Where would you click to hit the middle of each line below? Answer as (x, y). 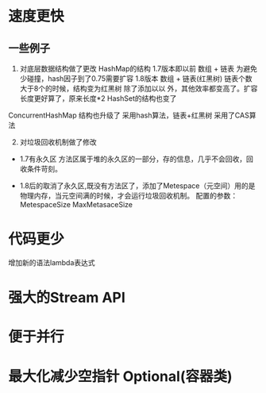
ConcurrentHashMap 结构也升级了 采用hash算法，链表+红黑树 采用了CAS (129, 115)
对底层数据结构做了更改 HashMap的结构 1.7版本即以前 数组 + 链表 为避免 (139, 69)
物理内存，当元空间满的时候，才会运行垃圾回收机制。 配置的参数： (129, 196)
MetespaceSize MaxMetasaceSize (76, 204)
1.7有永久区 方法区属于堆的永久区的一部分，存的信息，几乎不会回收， (133, 159)
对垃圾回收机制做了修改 (58, 142)
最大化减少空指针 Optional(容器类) (120, 376)
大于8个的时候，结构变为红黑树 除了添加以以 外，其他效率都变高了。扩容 (139, 89)
